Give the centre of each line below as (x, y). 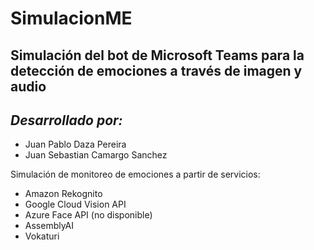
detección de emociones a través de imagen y (156, 70)
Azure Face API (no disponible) (88, 215)
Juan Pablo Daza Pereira (75, 144)
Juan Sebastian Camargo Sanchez (96, 155)
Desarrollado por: (66, 120)
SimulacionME (71, 18)
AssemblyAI (49, 226)
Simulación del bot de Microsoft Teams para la (157, 55)
